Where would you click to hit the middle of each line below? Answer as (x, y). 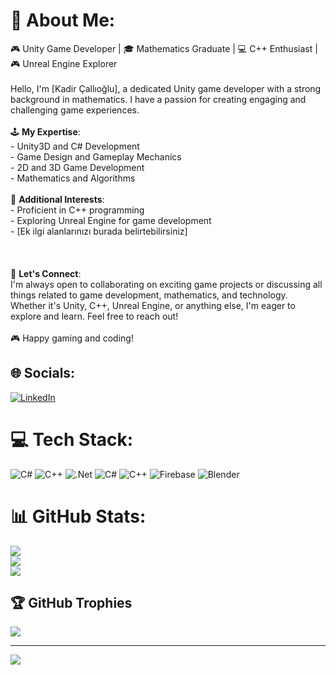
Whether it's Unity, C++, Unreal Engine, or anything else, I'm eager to (153, 305)
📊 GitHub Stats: (78, 516)
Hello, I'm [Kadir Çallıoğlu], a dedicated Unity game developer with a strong (166, 88)
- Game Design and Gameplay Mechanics (96, 156)
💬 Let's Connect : (46, 273)
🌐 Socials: (43, 373)
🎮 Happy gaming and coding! (72, 338)
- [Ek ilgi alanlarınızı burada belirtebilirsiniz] (99, 231)
